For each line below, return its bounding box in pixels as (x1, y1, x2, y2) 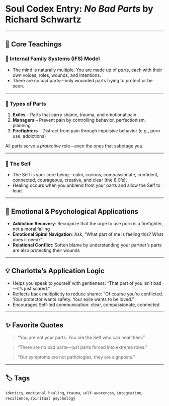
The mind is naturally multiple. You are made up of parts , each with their (12, 67, 162, 73)
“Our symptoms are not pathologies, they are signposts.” (17, 354, 135, 360)
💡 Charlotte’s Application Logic (5, 267, 105, 275)
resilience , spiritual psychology (5, 395, 75, 401)
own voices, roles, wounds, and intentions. (12, 72, 102, 78)
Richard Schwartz (5, 14, 81, 25)
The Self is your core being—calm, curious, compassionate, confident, (12, 172, 159, 178)
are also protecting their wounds (12, 247, 80, 253)
